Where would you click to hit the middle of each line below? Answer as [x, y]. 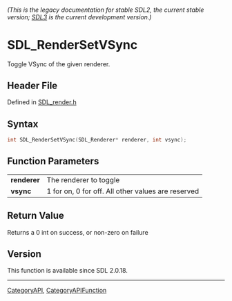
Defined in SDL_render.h [42, 102]
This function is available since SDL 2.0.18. [67, 271]
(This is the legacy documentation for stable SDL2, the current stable [106, 10]
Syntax [23, 124]
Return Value [36, 216]
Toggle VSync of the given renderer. [59, 64]
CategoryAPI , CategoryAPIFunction [57, 291]
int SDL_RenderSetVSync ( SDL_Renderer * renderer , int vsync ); [97, 140]
